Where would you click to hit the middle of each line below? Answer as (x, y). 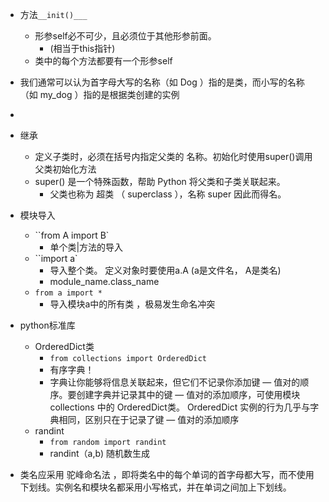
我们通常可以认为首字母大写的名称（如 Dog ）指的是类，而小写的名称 (162, 82)
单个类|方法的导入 (86, 247)
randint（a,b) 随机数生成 (99, 453)
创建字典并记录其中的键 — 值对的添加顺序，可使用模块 (188, 394)
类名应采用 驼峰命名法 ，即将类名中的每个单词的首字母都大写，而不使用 (167, 474)
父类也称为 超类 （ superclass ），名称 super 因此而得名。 (168, 194)
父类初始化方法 (65, 169)
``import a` (56, 258)
